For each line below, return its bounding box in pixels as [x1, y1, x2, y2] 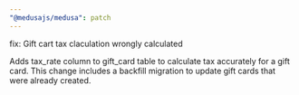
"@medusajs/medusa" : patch [9, 13, 111, 23]
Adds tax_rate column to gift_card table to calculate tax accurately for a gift [9, 55, 290, 66]
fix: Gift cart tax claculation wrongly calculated [9, 38, 183, 49]
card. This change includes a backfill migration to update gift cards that [9, 65, 276, 76]
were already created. [9, 74, 92, 86]
